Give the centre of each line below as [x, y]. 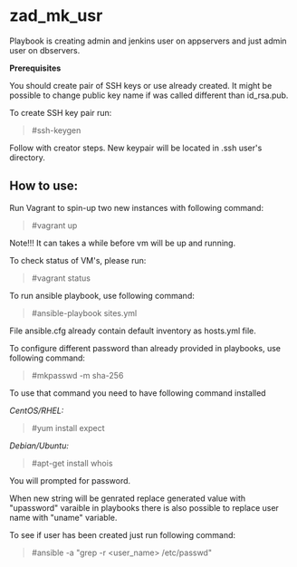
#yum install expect [68, 428]
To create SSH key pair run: [61, 112]
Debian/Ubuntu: [39, 446]
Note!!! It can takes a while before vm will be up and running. [123, 243]
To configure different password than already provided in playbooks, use [145, 348]
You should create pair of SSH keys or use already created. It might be [141, 85]
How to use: [44, 186]
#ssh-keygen [56, 130]
